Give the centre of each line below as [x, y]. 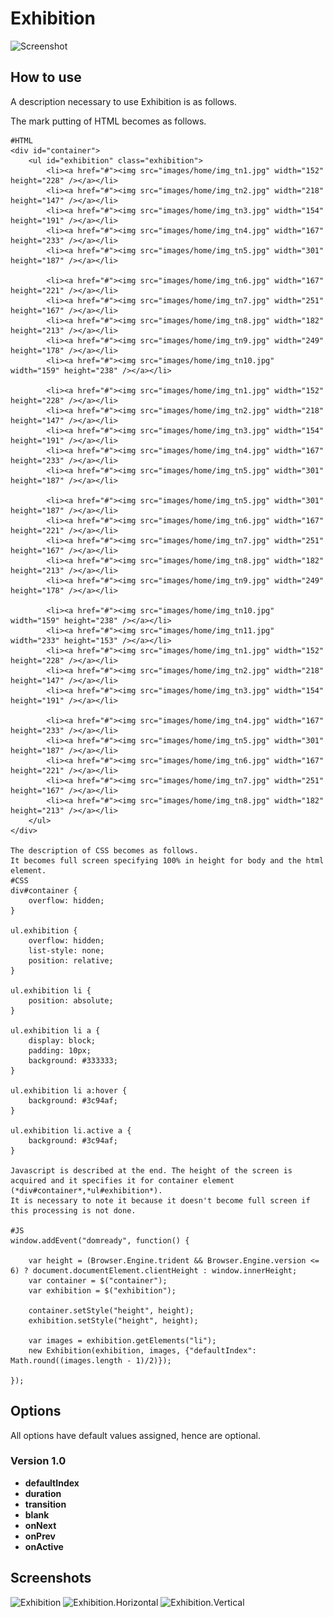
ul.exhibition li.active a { [71, 1130]
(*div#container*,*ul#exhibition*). [86, 1190]
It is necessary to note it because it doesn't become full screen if [160, 1200]
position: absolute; [71, 1000]
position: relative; [71, 960]
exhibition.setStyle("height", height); [113, 1320]
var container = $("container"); [98, 1280]
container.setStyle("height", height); [111, 1310]
